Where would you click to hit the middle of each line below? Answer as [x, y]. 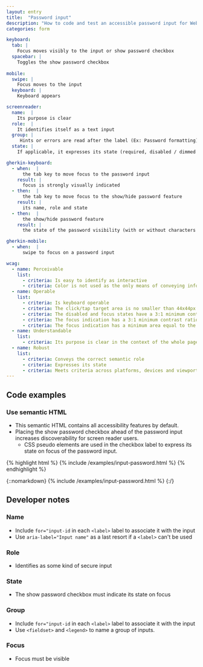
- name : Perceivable [37, 269]
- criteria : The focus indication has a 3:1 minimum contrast [102, 320]
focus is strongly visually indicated [71, 185]
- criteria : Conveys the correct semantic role [83, 359]
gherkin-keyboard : [29, 163]
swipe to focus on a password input [68, 252]
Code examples [36, 395]
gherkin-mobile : [27, 241]
